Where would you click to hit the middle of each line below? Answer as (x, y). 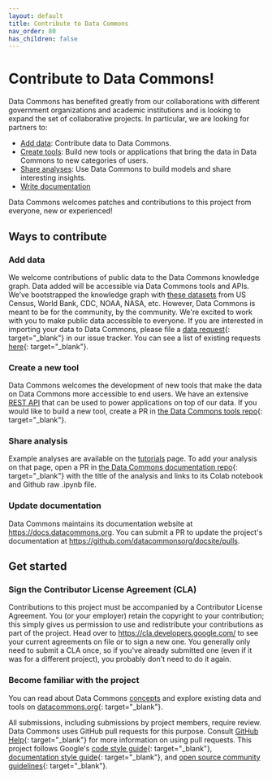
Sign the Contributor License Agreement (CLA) (103, 589)
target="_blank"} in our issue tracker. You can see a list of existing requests (135, 338)
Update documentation (55, 505)
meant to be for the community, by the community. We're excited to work (131, 312)
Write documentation (55, 186)
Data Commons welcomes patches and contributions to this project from (130, 202)
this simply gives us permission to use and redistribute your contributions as (136, 624)
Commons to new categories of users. (84, 160)
